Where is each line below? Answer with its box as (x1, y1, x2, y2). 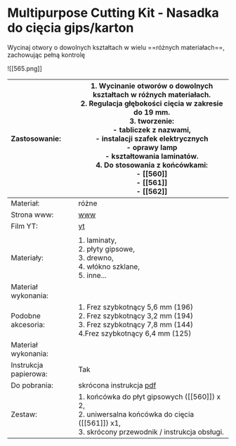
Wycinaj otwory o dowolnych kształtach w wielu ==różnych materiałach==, (7, 43, 225, 51)
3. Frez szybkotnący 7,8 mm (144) (78, 319, 193, 329)
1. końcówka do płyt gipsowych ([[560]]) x (78, 392, 221, 402)
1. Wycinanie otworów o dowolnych (90, 81, 214, 91)
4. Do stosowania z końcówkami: (96, 160, 209, 170)
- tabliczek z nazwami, (112, 125, 191, 134)
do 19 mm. (133, 107, 171, 117)
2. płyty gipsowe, (78, 244, 136, 254)
